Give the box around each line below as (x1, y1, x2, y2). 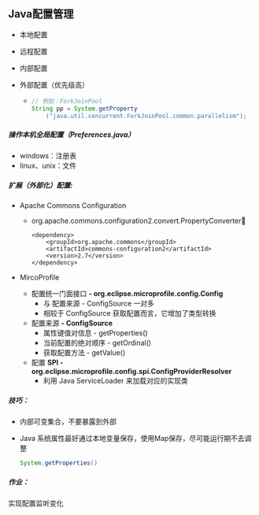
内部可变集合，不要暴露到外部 (19, 417, 117, 427)
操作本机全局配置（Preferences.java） (8, 130, 135, 139)
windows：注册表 (19, 151, 77, 161)
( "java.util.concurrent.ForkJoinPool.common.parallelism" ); (46, 112, 247, 120)
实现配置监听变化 (8, 498, 64, 508)
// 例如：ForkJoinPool (31, 97, 102, 105)
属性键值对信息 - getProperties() (43, 328, 148, 338)
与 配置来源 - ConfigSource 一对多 (43, 298, 155, 309)
